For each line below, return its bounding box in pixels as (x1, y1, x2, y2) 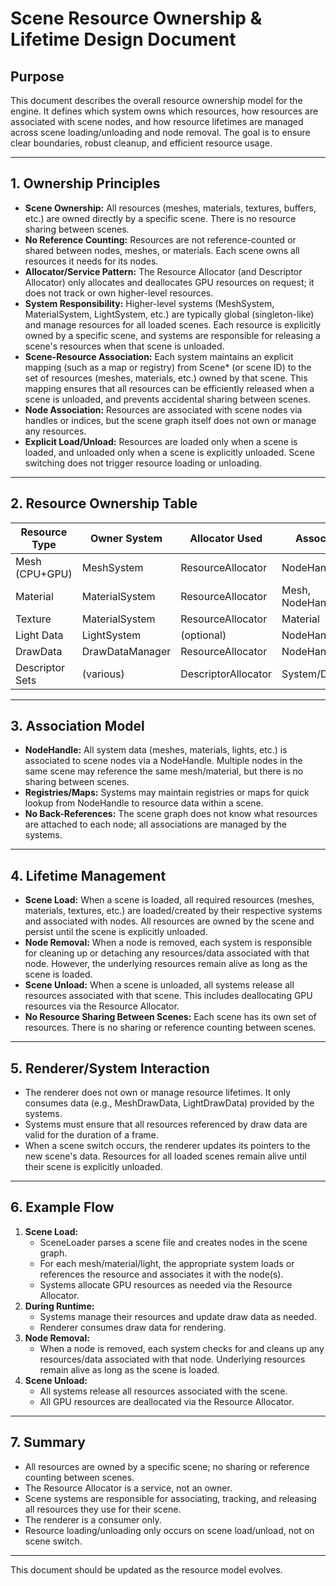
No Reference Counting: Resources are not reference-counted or (24, 233, 297, 246)
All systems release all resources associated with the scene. (39, 1385, 288, 1397)
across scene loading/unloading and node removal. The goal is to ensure (10, 127, 311, 138)
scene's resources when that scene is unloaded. (24, 340, 225, 352)
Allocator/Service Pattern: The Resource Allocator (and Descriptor (24, 265, 303, 277)
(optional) (180, 628, 227, 642)
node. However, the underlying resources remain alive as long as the (24, 958, 308, 970)
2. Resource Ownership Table (10, 495, 198, 512)
